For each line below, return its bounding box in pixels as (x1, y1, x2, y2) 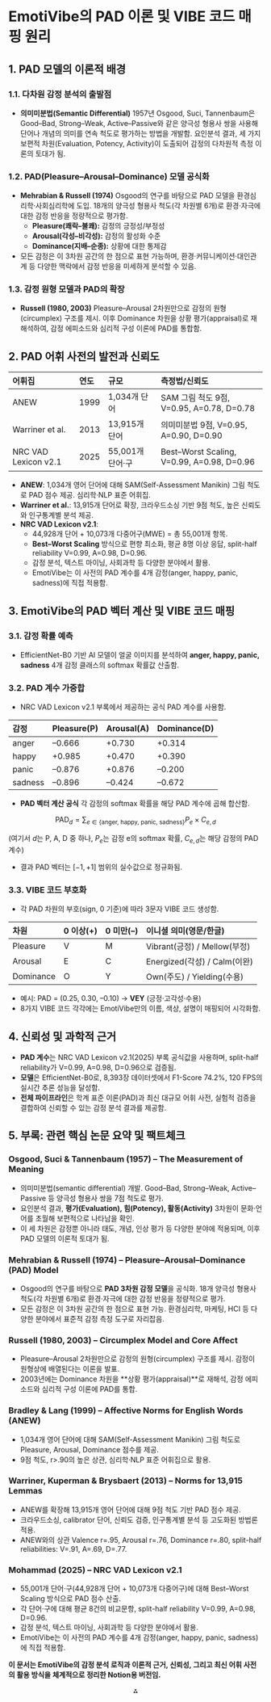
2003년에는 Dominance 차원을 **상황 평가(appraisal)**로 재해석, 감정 (19, 1374, 244, 1384)
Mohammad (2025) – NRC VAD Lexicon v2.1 (8, 1564, 183, 1575)
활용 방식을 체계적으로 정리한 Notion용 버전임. (16, 1670, 161, 1680)
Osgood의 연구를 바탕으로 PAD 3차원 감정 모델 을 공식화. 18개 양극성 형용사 (19, 1284, 256, 1293)
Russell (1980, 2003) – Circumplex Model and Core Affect (8, 1334, 238, 1346)
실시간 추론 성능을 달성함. (19, 1082, 101, 1092)
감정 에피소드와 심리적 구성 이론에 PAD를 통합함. (50, 324, 202, 334)
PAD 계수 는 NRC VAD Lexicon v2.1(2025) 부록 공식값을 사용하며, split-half (19, 1052, 259, 1062)
